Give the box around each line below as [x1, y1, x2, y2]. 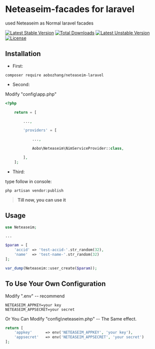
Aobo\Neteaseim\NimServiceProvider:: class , [31, 146, 124, 151]
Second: [12, 81, 30, 87]
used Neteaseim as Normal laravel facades [5, 20, 94, 26]
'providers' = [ [23, 128, 57, 133]
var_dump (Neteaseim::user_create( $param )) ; [5, 265, 97, 271]
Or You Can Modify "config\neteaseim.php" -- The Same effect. [5, 315, 137, 321]
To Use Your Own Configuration [5, 279, 106, 288]
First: [12, 63, 23, 69]
